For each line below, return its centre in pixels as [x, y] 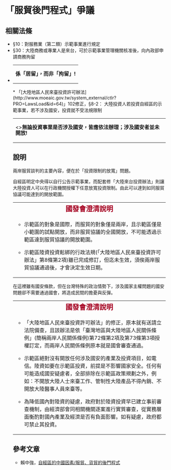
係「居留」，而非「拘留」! [46, 74]
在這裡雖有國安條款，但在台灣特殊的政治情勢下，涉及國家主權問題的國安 [88, 286]
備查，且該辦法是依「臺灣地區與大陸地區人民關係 [93, 330]
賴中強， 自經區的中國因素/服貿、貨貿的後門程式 [70, 462]
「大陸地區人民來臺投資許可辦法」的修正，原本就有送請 [90, 322]
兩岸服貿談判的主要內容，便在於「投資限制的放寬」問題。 [73, 171]
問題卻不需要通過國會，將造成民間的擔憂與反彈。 [64, 292]
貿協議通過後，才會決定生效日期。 [65, 267]
